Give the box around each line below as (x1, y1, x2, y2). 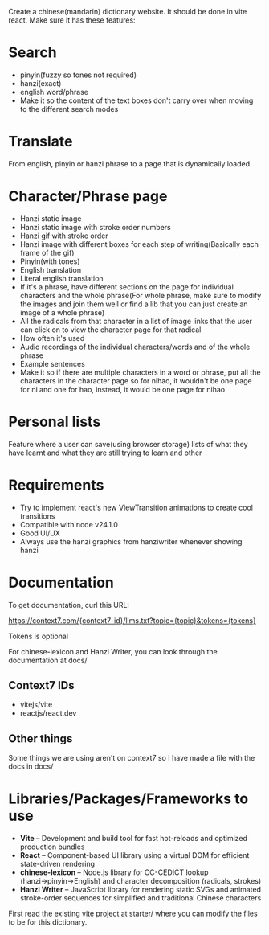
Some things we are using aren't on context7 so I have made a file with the (8, 753, 255, 763)
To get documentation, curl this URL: (8, 600, 130, 609)
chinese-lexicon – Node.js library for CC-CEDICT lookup (19, 867, 209, 877)
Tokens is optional (8, 631, 69, 641)
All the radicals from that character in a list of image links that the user (19, 316, 253, 326)
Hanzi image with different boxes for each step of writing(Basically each (19, 239, 259, 248)
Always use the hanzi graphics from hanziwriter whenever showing (19, 536, 243, 546)
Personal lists (8, 413, 101, 431)
